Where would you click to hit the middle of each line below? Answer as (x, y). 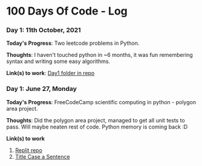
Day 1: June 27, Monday (42, 89)
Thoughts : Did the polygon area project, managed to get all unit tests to (96, 120)
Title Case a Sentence (43, 156)
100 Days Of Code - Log (67, 11)
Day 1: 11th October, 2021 (44, 30)
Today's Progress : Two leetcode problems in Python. (73, 43)
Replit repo (28, 150)
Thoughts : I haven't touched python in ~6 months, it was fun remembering (100, 55)
